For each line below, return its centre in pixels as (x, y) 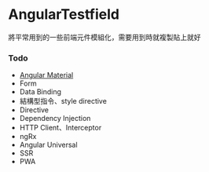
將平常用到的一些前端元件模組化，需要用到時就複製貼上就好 (104, 37)
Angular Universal (48, 145)
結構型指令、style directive (63, 101)
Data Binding (40, 92)
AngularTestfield (64, 15)
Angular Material (46, 75)
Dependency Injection (55, 119)
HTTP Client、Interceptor (60, 128)
